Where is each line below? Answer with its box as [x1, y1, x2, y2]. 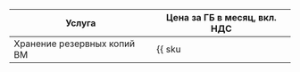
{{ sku [155, 44, 181, 55]
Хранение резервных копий [13, 37, 136, 50]
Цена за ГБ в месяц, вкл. [166, 12, 277, 23]
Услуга [65, 17, 96, 29]
